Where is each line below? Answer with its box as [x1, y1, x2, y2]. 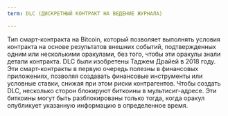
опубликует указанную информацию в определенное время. [7, 101, 188, 109]
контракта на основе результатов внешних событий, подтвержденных [7, 42, 216, 50]
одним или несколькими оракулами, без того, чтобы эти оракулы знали [7, 50, 221, 58]
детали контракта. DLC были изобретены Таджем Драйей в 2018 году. [7, 57, 216, 66]
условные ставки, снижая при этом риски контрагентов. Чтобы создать [7, 79, 221, 87]
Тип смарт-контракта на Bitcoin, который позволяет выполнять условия [7, 35, 220, 43]
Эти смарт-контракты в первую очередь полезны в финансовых [7, 64, 199, 72]
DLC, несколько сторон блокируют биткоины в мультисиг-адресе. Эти [7, 86, 217, 95]
